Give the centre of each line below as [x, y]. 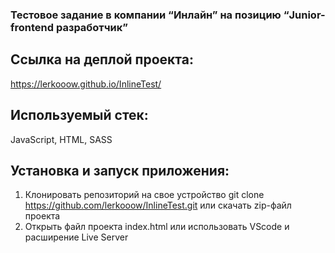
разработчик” [91, 27]
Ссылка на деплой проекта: [102, 59]
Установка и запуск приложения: [120, 170]
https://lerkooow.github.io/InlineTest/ [86, 84]
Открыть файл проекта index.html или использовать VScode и [157, 227]
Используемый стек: [79, 115]
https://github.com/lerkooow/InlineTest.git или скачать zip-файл [158, 205]
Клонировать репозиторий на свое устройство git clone [144, 195]
